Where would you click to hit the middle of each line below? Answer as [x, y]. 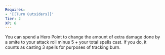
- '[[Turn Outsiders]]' [30, 14]
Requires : [15, 9]
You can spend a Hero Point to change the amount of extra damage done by [83, 37]
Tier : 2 [13, 18]
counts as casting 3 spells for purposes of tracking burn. [63, 47]
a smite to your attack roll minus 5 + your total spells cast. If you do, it [76, 42]
